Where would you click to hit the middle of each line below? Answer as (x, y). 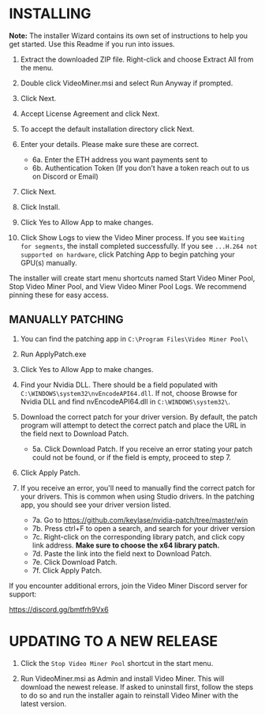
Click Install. (40, 207)
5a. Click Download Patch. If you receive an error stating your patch (142, 449)
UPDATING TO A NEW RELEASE (114, 641)
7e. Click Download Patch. (75, 562)
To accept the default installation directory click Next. (107, 129)
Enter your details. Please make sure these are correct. (110, 144)
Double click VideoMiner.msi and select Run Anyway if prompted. (127, 83)
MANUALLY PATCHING (67, 320)
